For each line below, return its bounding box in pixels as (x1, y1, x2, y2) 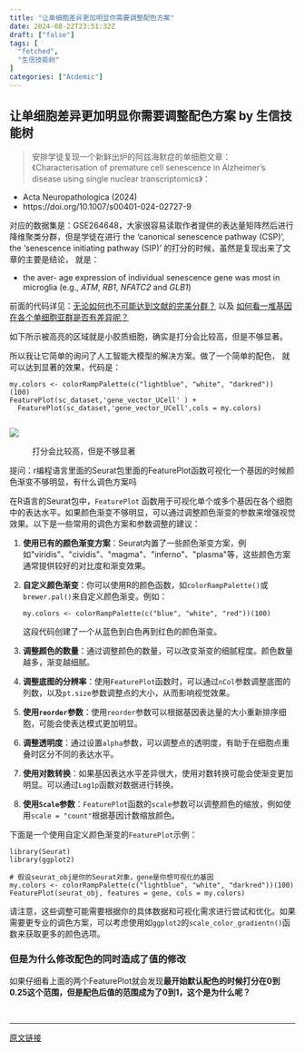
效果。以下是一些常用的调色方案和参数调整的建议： (9, 518, 201, 529)
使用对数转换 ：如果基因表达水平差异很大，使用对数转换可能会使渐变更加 (22, 768, 293, 779)
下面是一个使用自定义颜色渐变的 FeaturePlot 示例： (9, 829, 198, 840)
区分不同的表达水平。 (38, 748, 119, 759)
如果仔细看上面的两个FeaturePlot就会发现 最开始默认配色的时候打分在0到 (9, 975, 280, 986)
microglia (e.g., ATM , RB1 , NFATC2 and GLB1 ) (22, 281, 192, 292)
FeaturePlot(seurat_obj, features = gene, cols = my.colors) (9, 889, 246, 898)
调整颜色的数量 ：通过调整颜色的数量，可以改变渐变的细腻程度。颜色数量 (22, 645, 293, 656)
